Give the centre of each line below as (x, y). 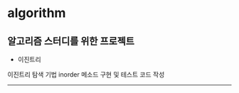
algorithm (37, 13)
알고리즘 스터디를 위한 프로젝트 (71, 41)
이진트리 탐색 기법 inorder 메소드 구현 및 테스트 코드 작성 (86, 75)
